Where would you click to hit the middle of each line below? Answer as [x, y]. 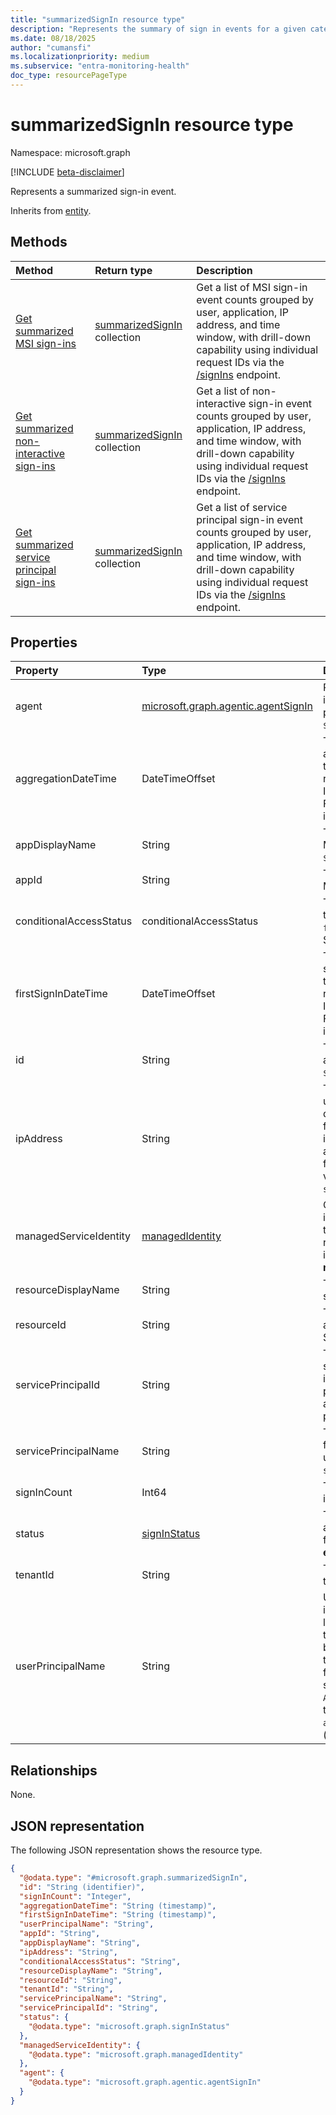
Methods [39, 242]
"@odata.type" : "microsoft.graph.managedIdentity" [136, 2054]
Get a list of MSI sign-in [252, 287]
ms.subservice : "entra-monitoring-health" [100, 66]
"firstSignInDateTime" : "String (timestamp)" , [118, 1915]
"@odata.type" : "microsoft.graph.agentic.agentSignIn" [145, 2082]
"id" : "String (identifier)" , [82, 1887]
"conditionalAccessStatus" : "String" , [100, 1961]
